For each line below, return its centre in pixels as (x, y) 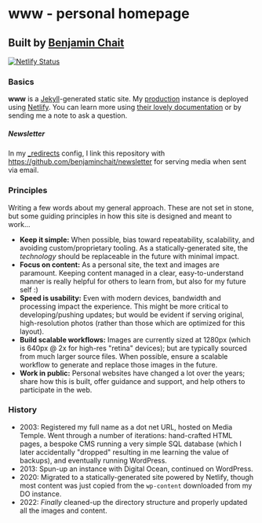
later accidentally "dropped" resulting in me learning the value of (124, 452)
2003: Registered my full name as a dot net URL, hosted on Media (126, 427)
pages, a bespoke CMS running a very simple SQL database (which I (130, 444)
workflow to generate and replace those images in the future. (118, 364)
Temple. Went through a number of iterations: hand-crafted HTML (126, 435)
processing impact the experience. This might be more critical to (124, 306)
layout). (32, 331)
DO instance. (40, 494)
